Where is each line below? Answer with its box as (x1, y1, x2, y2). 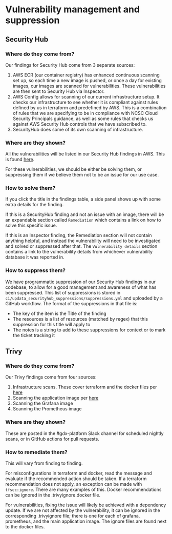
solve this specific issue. (5, 222, 57, 229)
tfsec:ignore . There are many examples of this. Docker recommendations (5, 486, 162, 493)
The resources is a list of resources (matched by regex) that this (12, 315, 148, 322)
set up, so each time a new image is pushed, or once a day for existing (12, 77, 162, 83)
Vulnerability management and (5, 4, 140, 15)
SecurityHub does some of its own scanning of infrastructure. (12, 126, 143, 132)
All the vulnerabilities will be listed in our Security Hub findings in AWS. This (5, 151, 165, 157)
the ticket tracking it (12, 332, 55, 338)
